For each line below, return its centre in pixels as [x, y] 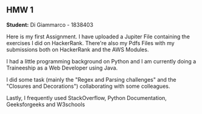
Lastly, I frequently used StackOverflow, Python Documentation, [87, 98]
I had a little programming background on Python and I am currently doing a [101, 61]
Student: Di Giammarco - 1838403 [50, 24]
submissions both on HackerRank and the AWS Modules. [78, 49]
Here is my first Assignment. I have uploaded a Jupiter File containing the [98, 37]
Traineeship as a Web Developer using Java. [62, 68]
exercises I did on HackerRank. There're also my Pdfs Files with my [90, 43]
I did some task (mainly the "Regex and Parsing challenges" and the [91, 79]
